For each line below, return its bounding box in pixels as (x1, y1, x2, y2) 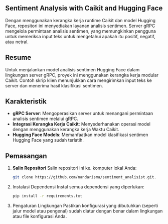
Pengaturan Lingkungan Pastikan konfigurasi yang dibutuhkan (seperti (12, 203, 158, 208)
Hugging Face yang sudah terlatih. (12, 137, 84, 143)
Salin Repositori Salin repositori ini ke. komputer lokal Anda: (12, 165, 137, 171)
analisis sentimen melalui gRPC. (12, 116, 79, 122)
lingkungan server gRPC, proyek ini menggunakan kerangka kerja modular (5, 72, 159, 78)
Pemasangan (5, 152, 47, 160)
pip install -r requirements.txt (12, 193, 83, 199)
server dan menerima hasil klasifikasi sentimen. (5, 82, 103, 88)
